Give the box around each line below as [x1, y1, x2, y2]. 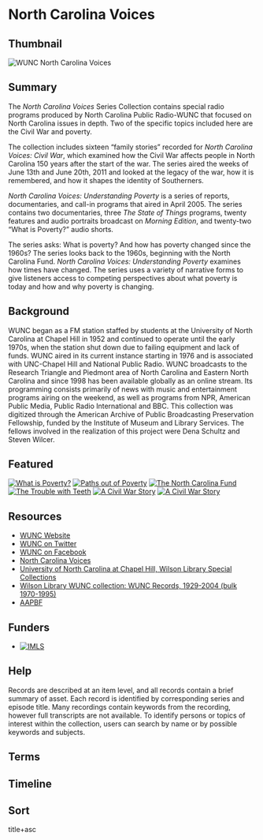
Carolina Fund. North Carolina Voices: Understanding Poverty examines [8, 257, 242, 266]
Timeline [8, 777, 53, 790]
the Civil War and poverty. [8, 126, 93, 136]
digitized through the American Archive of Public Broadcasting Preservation [8, 409, 254, 419]
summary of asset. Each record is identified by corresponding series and [8, 693, 245, 703]
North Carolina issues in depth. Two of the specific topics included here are [8, 118, 254, 128]
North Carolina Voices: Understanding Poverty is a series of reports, [8, 191, 230, 201]
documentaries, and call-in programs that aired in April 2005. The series [8, 199, 243, 208]
